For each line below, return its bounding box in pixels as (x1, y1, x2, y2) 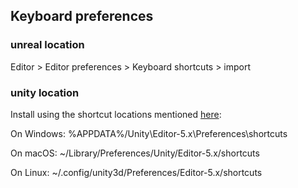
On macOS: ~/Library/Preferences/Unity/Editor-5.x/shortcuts (10, 147, 260, 159)
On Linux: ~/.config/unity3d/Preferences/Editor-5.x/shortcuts (10, 166, 263, 178)
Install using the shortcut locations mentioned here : (10, 108, 222, 120)
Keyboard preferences (10, 8, 154, 25)
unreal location (10, 38, 85, 52)
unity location (10, 85, 80, 99)
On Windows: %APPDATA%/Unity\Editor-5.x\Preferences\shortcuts (10, 127, 288, 139)
